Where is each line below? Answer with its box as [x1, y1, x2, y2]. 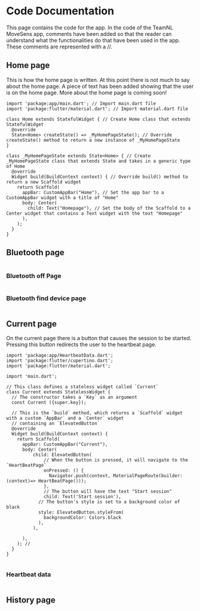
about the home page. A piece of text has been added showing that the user [6, 83, 194, 90]
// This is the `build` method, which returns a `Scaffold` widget [11, 410, 183, 416]
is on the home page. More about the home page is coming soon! [6, 88, 167, 96]
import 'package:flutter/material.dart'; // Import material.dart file [6, 106, 188, 112]
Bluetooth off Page [6, 272, 61, 280]
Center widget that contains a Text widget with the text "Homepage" [6, 210, 183, 216]
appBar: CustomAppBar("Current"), [21, 441, 109, 447]
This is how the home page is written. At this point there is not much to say [6, 76, 190, 83]
